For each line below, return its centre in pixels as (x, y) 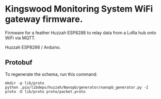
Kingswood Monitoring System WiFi (79, 9)
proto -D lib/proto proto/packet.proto (45, 91)
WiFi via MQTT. (20, 38)
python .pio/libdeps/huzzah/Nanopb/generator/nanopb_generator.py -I (77, 87)
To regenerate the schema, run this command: (51, 74)
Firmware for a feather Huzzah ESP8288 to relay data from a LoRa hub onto (81, 33)
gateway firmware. (44, 19)
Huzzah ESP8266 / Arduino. (33, 47)
